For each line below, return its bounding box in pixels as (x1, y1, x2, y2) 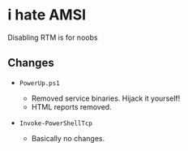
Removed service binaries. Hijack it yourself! (31, 93, 181, 103)
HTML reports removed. (31, 101, 112, 111)
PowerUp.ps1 (19, 79, 60, 87)
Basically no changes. (31, 133, 105, 143)
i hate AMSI (7, 6, 87, 24)
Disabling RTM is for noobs (7, 32, 98, 42)
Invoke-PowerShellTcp (19, 119, 92, 127)
